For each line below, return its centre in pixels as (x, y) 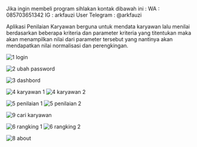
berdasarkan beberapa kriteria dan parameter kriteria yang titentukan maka (99, 33)
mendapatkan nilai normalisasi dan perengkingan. (67, 45)
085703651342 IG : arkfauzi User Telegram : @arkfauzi (74, 15)
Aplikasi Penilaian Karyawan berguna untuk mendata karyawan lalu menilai (98, 27)
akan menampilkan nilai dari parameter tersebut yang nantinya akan (90, 39)
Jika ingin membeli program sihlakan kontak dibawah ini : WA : (83, 9)
